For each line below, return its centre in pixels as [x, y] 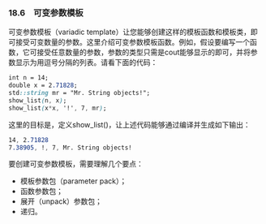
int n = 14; [28, 78]
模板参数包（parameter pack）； [73, 181]
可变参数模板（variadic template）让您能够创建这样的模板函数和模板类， [130, 32]
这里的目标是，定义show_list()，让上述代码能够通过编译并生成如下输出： [130, 124]
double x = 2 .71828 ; [43, 86]
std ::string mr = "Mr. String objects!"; [79, 93]
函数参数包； [41, 192]
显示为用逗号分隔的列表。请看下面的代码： [86, 62]
